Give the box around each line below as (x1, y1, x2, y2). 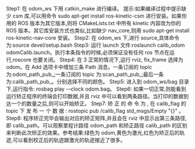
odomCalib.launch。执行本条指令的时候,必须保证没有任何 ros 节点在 (6, 49, 170, 56)
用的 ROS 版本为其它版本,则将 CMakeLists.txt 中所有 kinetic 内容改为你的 (6, 20, 182, 26)
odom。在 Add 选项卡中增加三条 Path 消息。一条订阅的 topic (6, 64, 152, 70)
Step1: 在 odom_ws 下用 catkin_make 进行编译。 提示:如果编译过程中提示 (6, 5, 182, 12)
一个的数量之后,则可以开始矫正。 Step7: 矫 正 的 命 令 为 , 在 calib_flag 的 (11, 100, 186, 107)
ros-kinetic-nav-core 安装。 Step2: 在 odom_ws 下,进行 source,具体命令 (6, 34, 180, 41)
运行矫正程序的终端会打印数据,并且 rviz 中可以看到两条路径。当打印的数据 (6, 93, 184, 99)
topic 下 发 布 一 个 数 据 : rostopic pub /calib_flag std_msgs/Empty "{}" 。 (6, 108, 184, 114)
